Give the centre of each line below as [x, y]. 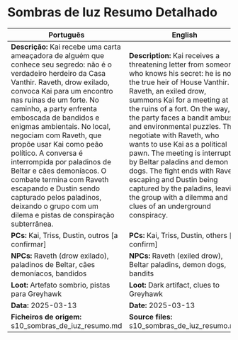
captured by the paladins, [171, 188]
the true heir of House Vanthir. [179, 82]
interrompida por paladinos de [61, 161]
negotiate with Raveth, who [174, 135]
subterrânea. [32, 224]
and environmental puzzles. [175, 126]
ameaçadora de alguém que [58, 55]
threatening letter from [166, 64]
